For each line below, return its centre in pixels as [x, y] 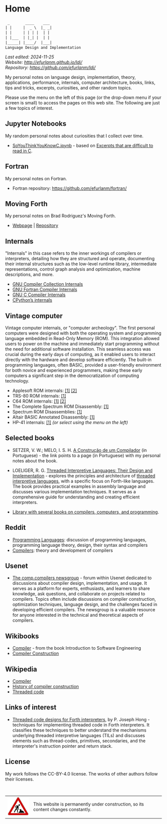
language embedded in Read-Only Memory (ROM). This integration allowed [83, 338]
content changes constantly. [62, 810]
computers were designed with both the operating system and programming [83, 333]
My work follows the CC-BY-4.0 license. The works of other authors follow [82, 774]
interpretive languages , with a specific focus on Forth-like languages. [83, 481]
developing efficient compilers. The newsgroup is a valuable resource [84, 610]
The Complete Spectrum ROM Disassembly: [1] [60, 407]
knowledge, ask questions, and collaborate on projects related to [79, 594]
